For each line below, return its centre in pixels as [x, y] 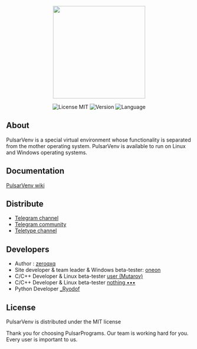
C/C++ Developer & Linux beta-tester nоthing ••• [75, 283]
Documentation [35, 171]
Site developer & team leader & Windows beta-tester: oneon [88, 270]
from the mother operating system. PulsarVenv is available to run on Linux [96, 146]
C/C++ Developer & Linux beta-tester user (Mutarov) [79, 276]
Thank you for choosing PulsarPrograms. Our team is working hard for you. [97, 333]
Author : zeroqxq [35, 264]
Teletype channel [36, 230]
